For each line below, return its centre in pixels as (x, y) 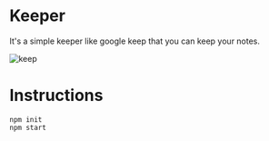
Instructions (56, 96)
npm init (26, 119)
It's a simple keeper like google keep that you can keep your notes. (135, 41)
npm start (28, 127)
